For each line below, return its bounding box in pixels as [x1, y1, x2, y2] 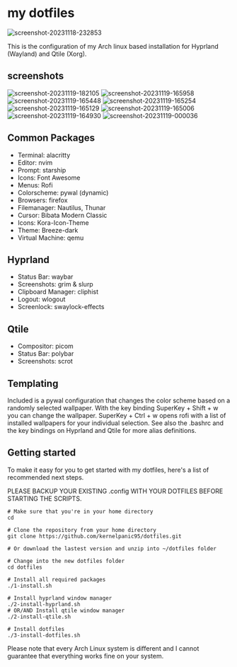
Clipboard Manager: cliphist [17, 288, 99, 296]
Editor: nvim [17, 158, 53, 167]
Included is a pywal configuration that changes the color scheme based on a [7, 396, 231, 405]
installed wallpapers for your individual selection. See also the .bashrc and [7, 419, 224, 427]
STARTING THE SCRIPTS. [7, 494, 82, 503]
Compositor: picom [17, 342, 74, 351]
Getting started [7, 447, 76, 459]
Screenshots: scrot [17, 357, 73, 366]
